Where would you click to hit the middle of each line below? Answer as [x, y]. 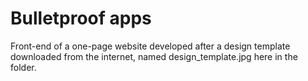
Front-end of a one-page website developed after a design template [150, 46]
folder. [23, 67]
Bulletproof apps [81, 18]
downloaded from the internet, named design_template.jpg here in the [154, 56]
